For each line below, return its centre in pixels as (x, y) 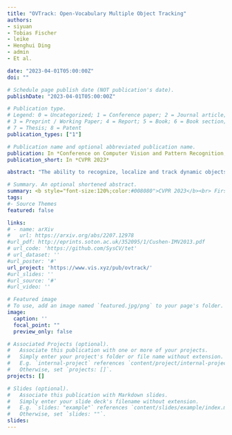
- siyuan (20, 26)
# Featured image (32, 300)
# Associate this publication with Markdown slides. (88, 395)
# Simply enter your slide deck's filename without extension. (103, 401)
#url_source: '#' (32, 280)
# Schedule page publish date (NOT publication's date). (91, 90)
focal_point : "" (37, 325)
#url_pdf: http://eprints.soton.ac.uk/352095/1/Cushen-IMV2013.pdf (106, 242)
